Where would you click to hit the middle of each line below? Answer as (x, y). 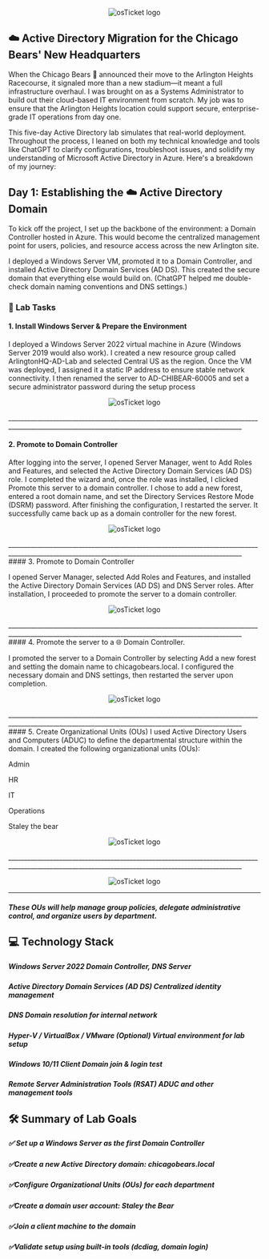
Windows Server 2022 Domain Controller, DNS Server (100, 966)
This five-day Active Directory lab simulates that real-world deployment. (127, 132)
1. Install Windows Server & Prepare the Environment (98, 326)
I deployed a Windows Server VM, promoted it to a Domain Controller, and (130, 261)
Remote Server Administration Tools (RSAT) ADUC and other (111, 1084)
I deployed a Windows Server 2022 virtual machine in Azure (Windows (125, 344)
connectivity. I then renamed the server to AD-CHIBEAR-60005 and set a (129, 378)
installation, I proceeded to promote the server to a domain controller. (123, 593)
